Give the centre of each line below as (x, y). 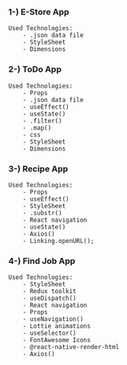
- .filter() (42, 121)
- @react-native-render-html (71, 347)
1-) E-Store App (39, 12)
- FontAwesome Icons (57, 340)
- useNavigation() (53, 320)
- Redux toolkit (50, 292)
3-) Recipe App (38, 168)
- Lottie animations (57, 326)
